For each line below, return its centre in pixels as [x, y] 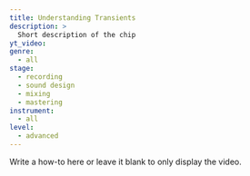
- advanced [38, 136]
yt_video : [28, 43]
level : [22, 128]
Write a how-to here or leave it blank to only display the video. [126, 161]
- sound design [46, 85]
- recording [40, 77]
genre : [22, 52]
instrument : [32, 111]
